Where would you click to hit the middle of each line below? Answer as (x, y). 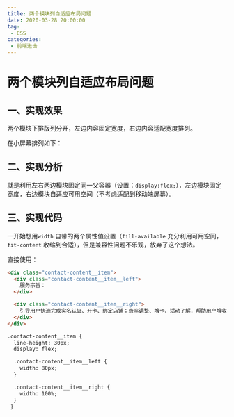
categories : (24, 40)
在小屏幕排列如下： (35, 143)
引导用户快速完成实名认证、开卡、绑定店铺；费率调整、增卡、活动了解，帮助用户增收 (124, 311)
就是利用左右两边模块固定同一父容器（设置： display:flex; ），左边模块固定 (115, 185)
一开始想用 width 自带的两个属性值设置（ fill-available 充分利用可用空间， (115, 236)
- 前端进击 (24, 46)
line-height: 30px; (42, 343)
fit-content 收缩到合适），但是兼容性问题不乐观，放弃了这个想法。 (103, 245)
